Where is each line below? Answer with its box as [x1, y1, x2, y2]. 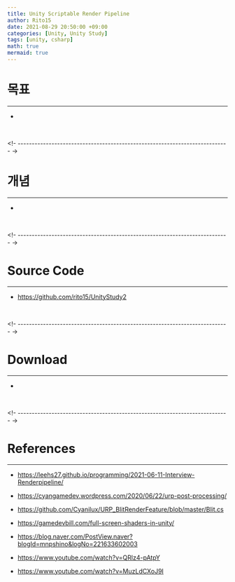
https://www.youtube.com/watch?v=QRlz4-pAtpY [17, 553, 161, 562]
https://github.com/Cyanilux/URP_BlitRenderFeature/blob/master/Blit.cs [17, 505, 224, 513]
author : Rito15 [7, 17, 52, 24]
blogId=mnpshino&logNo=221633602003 [17, 539, 138, 548]
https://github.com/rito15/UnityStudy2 [17, 292, 127, 301]
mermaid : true [7, 50, 49, 57]
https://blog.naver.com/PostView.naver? [17, 532, 133, 541]
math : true [7, 43, 39, 50]
